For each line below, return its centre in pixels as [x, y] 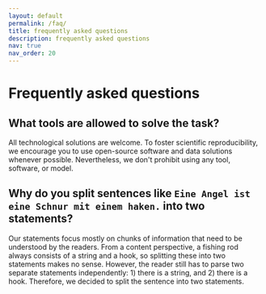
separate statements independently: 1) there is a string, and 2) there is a [128, 272]
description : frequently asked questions [79, 38]
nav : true [25, 46]
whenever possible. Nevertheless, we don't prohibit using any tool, [119, 160]
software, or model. [41, 168]
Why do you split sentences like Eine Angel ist [129, 193]
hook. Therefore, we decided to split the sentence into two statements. [127, 281]
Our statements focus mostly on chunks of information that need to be [125, 238]
